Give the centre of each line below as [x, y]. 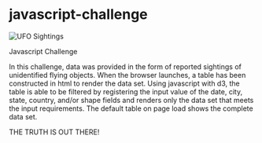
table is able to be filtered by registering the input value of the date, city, [126, 91]
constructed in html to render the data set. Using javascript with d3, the [124, 83]
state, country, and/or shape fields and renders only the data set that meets [131, 100]
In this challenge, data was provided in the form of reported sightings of [125, 66]
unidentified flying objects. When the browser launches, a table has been [127, 75]
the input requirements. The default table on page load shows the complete [131, 108]
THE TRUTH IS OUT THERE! [54, 132]
